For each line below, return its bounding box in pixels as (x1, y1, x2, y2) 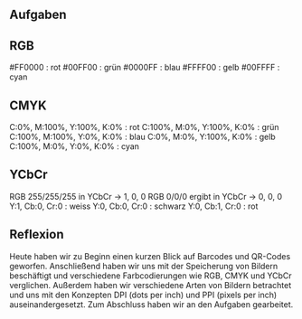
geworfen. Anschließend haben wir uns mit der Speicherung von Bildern (9, 260, 278, 271)
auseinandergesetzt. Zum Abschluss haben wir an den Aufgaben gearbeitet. (9, 298, 294, 310)
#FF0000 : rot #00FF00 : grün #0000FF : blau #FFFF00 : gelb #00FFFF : (9, 62, 280, 73)
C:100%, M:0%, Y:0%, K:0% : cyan (9, 141, 140, 152)
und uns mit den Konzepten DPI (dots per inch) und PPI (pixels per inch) (9, 289, 278, 300)
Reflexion (9, 227, 65, 242)
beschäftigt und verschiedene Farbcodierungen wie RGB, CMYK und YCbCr (9, 270, 292, 281)
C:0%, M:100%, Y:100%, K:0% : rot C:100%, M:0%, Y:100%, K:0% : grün (9, 122, 279, 133)
